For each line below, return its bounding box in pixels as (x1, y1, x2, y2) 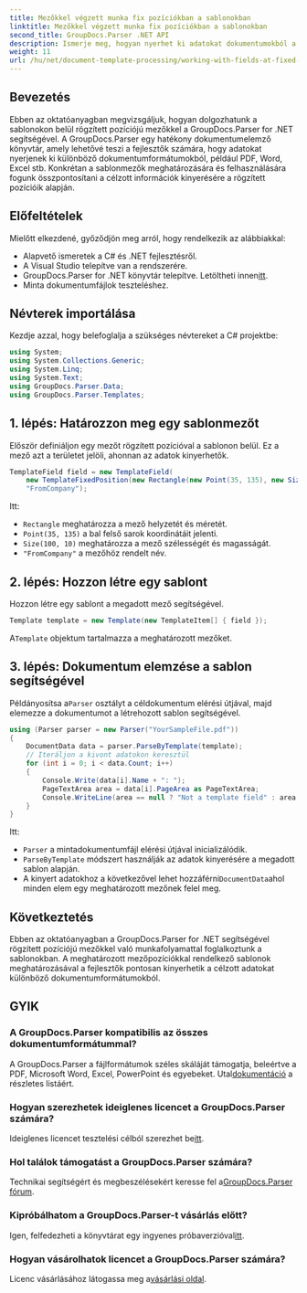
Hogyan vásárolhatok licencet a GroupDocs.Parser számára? (9, 1253, 286, 1266)
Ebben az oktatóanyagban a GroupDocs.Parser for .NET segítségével (9, 934, 270, 945)
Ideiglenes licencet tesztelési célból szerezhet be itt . (9, 1133, 205, 1144)
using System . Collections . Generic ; (9, 356, 145, 366)
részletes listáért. (9, 1077, 75, 1088)
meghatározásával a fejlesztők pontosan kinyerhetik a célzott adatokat (9, 963, 275, 974)
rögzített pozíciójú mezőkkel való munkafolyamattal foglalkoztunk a (9, 943, 262, 955)
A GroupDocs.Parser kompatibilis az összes (9, 1026, 208, 1039)
